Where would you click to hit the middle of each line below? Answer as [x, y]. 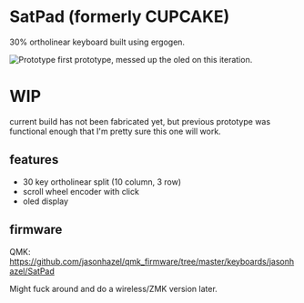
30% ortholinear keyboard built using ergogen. [97, 42]
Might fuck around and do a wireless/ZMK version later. [114, 288]
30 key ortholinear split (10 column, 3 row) [102, 182]
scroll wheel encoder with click [81, 191]
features [34, 160]
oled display [46, 201]
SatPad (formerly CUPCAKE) [120, 17]
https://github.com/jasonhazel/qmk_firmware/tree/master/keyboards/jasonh [152, 261]
